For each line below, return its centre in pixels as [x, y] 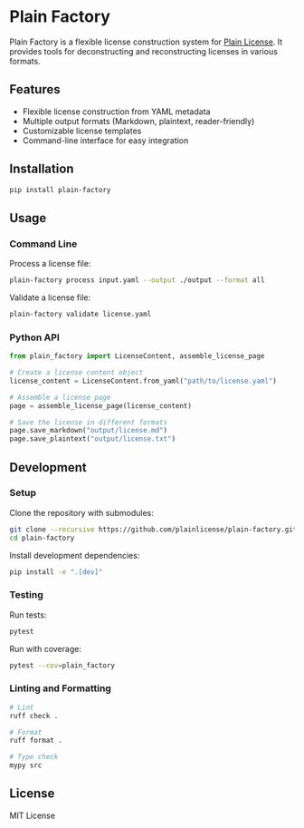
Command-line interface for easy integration [105, 140]
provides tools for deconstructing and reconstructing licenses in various [144, 51]
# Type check [34, 757]
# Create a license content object [76, 373]
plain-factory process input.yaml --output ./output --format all [137, 280]
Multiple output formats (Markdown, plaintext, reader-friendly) [138, 121]
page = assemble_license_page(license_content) [101, 405]
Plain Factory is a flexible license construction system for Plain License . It [146, 42]
